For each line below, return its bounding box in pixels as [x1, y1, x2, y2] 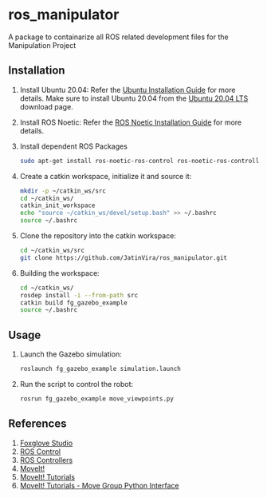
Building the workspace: [19, 268, 100, 277]
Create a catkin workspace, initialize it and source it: [19, 171, 192, 181]
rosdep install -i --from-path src [19, 291, 139, 299]
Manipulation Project [8, 40, 77, 50]
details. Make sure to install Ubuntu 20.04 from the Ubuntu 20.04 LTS [19, 94, 249, 103]
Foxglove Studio [19, 438, 73, 448]
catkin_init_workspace [19, 201, 96, 209]
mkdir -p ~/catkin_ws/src [19, 186, 106, 195]
